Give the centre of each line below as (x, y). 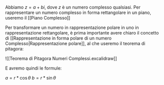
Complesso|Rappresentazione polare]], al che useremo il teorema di (75, 43)
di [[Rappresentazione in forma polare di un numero (58, 38)
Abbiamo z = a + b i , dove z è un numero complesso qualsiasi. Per (73, 7)
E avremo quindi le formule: (33, 68)
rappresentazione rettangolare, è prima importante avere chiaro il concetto (82, 33)
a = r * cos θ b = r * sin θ (30, 78)
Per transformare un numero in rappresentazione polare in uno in (72, 27)
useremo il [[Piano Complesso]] (38, 18)
